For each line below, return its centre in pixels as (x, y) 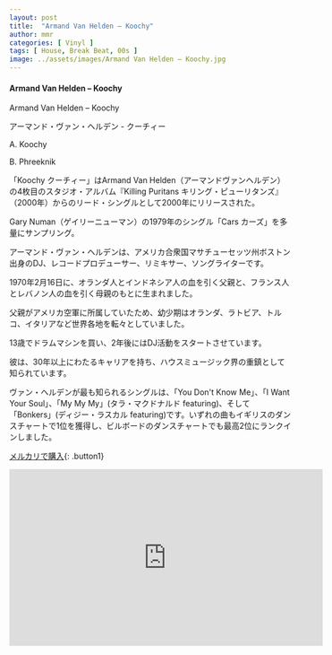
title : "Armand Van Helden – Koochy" (81, 26)
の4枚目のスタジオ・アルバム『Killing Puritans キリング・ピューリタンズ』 (146, 192)
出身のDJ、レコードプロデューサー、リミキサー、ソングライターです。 (139, 263)
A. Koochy (28, 144)
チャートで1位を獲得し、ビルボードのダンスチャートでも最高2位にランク (150, 426)
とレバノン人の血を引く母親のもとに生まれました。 (103, 293)
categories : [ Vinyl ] (51, 43)
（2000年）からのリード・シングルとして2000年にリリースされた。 (134, 203)
